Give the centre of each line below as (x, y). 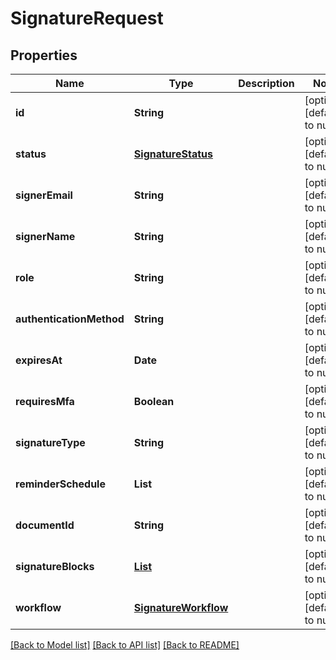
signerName (45, 236)
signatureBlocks (55, 566)
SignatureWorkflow (181, 607)
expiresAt (39, 360)
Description (266, 83)
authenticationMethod (70, 319)
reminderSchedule (60, 484)
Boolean (154, 401)
